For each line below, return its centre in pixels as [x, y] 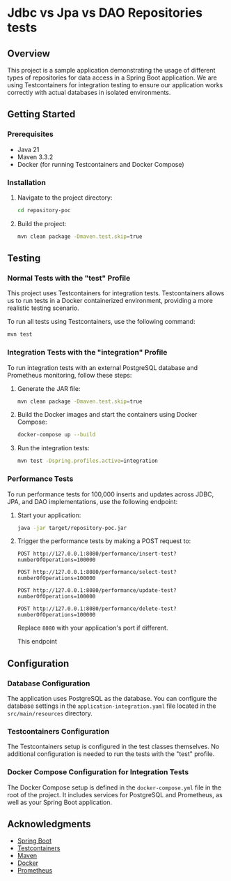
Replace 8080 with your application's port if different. [93, 628]
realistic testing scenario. [43, 308]
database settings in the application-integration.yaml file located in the [112, 706]
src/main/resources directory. [50, 713]
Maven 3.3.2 [35, 157]
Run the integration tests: [53, 448]
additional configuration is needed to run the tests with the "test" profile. [111, 754]
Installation [27, 182]
